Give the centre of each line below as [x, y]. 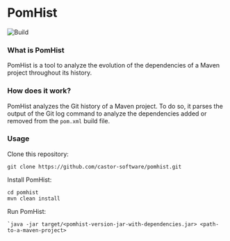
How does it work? [39, 91]
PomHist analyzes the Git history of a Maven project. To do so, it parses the [115, 106]
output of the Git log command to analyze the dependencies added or [107, 114]
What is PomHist [36, 50]
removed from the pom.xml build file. [58, 120]
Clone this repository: [38, 154]
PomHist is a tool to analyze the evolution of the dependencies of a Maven [114, 65]
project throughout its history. [50, 73]
